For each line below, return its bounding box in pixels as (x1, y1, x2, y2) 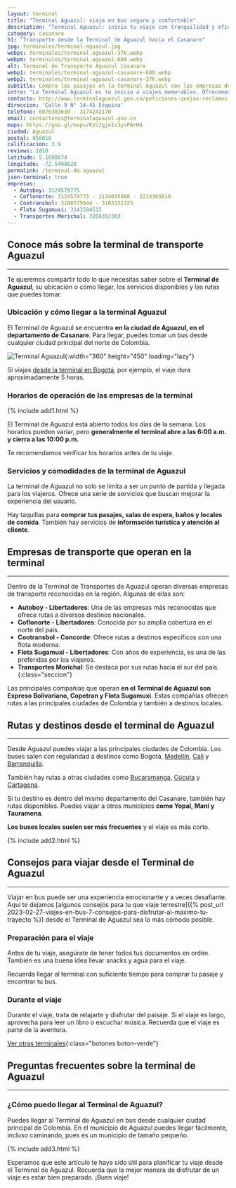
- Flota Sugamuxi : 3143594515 (13, 207, 102, 214)
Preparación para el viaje (7, 932, 94, 942)
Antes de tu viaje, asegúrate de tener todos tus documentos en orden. (7, 949, 211, 958)
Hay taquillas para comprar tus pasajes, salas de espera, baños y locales (7, 511, 223, 519)
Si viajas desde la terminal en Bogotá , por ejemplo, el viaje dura (7, 365, 191, 374)
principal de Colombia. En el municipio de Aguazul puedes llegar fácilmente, (7, 1123, 228, 1132)
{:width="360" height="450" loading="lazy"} (64, 352, 195, 360)
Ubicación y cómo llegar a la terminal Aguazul (7, 307, 167, 317)
